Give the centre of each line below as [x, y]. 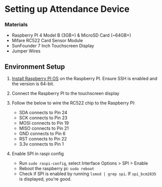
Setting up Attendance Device [67, 9]
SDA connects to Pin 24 [43, 113]
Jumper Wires [26, 51]
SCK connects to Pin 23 [43, 118]
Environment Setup [35, 67]
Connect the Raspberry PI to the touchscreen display [65, 93]
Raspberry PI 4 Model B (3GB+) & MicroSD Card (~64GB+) [71, 35]
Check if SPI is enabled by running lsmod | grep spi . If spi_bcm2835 [88, 174]
